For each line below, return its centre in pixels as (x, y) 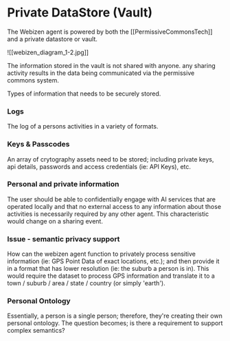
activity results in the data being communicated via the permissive (101, 73)
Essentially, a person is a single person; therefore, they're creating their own (115, 316)
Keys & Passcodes (38, 144)
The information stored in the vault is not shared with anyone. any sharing (112, 65)
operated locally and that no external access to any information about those (114, 206)
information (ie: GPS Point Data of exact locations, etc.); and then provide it (113, 261)
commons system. (33, 80)
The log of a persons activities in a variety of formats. (83, 126)
